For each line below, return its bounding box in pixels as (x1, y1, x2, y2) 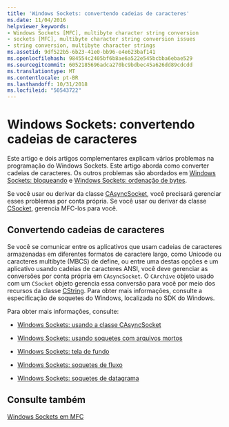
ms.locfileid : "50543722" (7, 87, 81, 94)
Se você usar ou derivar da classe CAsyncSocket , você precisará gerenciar (7, 190, 222, 198)
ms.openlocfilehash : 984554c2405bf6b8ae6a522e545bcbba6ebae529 (7, 55, 193, 62)
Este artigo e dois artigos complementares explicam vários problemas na (7, 155, 215, 163)
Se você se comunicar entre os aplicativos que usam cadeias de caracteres (7, 242, 222, 250)
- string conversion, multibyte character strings (7, 42, 156, 49)
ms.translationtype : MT (7, 68, 76, 75)
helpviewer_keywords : (7, 23, 70, 30)
